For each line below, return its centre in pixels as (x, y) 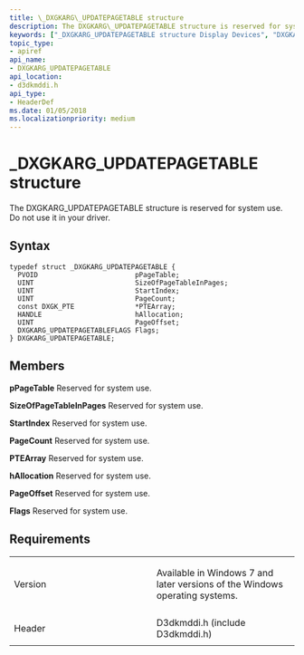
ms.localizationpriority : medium (72, 119)
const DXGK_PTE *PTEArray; (97, 306)
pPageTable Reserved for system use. (81, 388)
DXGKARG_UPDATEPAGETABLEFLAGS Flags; (89, 330)
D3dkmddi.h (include (201, 622)
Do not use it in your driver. (60, 217)
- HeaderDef (32, 102)
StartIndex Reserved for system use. (78, 423)
